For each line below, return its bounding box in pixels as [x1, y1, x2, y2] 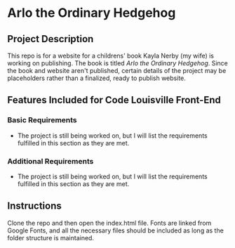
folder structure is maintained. [7, 233, 95, 242]
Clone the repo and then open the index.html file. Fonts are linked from [7, 218, 212, 227]
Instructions [7, 200, 62, 212]
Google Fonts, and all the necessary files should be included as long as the [7, 226, 224, 235]
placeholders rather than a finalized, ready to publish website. [7, 74, 186, 82]
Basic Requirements [7, 115, 77, 125]
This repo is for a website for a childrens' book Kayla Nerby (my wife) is [7, 51, 214, 60]
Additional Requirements [7, 156, 94, 166]
